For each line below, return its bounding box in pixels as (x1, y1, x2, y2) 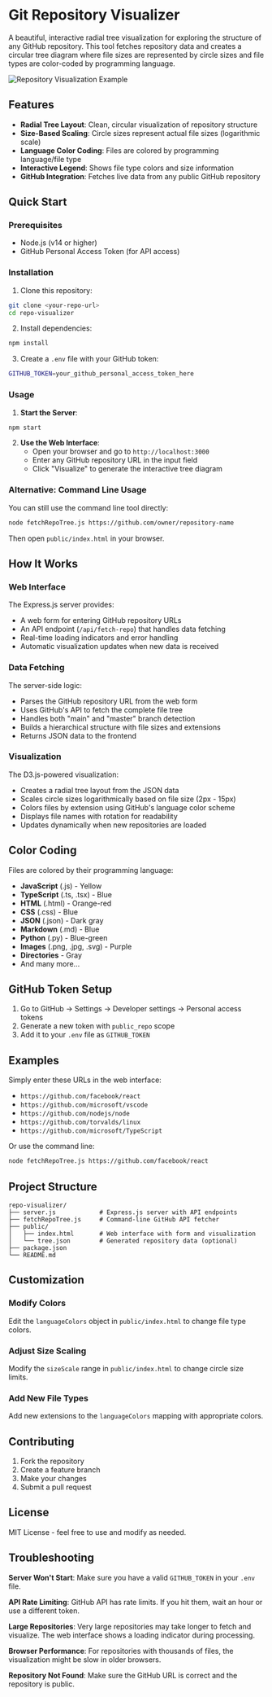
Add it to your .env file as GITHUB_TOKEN (19, 1030, 150, 1040)
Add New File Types (8, 1392, 89, 1404)
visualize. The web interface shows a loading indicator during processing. (8, 1630, 256, 1640)
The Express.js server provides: (8, 600, 114, 610)
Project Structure (8, 1179, 97, 1194)
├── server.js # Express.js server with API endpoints (8, 1208, 238, 1217)
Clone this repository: (19, 285, 93, 295)
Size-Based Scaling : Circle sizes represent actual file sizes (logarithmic (19, 128, 261, 138)
